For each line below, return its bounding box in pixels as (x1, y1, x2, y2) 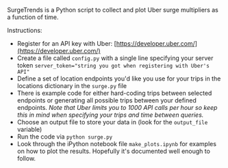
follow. (16, 154, 36, 163)
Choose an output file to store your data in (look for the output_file (16, 118, 208, 126)
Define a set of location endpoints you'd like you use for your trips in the (16, 74, 221, 83)
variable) (16, 126, 42, 133)
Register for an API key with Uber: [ (16, 40, 116, 47)
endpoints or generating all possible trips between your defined (16, 96, 197, 104)
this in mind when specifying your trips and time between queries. (16, 111, 204, 119)
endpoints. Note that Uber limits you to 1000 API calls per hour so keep (16, 104, 218, 111)
